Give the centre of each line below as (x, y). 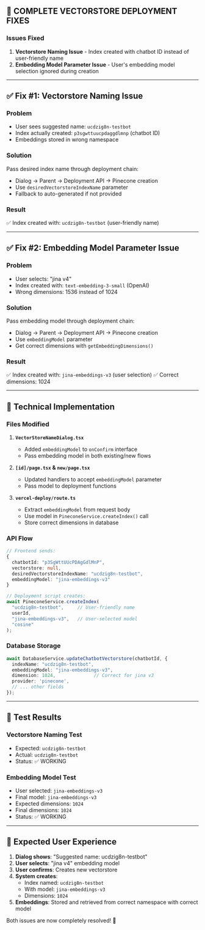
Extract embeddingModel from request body (77, 509)
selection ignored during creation (57, 71)
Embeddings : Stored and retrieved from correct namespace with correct (106, 902)
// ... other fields (38, 687)
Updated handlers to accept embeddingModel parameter (93, 479)
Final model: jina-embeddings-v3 (56, 797)
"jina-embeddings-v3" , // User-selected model (75, 619)
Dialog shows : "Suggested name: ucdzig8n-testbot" (81, 857)
